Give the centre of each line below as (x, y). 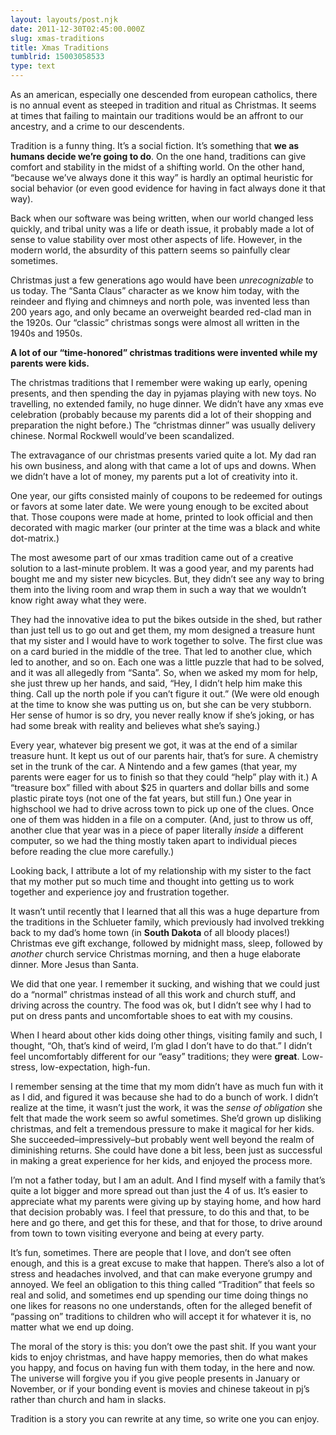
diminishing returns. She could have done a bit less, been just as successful (166, 1150)
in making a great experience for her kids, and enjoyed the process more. (161, 1160)
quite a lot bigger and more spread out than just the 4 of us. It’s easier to (159, 1190)
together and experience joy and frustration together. (120, 892)
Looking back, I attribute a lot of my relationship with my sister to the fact (161, 870)
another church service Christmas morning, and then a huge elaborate (156, 954)
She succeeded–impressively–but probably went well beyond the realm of (162, 1139)
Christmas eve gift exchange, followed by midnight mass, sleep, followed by (166, 943)
